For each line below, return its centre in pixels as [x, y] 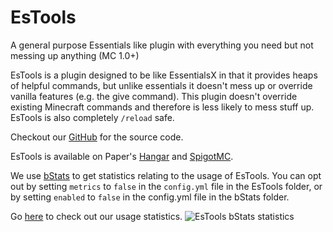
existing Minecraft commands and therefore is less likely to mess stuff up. [162, 107]
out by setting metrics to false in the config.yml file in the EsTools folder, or [166, 186]
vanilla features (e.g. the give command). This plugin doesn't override [154, 96]
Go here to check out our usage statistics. [96, 216]
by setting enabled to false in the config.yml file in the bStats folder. [150, 197]
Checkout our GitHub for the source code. [97, 137]
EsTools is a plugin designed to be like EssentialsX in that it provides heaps [164, 75]
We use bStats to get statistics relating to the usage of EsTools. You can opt [166, 175]
